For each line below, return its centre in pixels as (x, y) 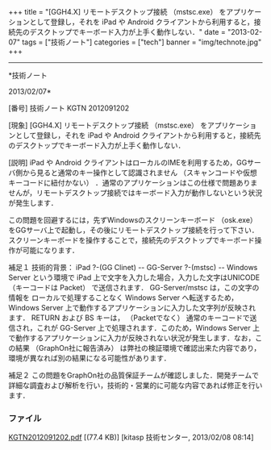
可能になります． (50, 250)
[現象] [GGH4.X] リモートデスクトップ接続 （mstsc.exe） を (108, 125)
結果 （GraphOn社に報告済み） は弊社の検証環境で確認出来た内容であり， (138, 348)
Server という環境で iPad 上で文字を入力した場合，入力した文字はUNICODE (134, 277)
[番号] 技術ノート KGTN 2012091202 (69, 108)
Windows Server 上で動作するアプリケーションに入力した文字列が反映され (132, 308)
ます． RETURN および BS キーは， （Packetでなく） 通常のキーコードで (129, 318)
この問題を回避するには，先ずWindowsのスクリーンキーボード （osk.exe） (133, 220)
